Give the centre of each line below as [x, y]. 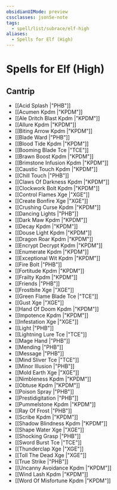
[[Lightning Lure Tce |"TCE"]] [51, 334]
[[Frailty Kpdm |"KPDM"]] [46, 277]
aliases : [17, 34]
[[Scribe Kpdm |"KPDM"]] [47, 417]
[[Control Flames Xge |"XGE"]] [52, 194]
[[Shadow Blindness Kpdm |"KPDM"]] [61, 423]
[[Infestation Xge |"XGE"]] [47, 322]
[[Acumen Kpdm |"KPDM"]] [49, 112]
